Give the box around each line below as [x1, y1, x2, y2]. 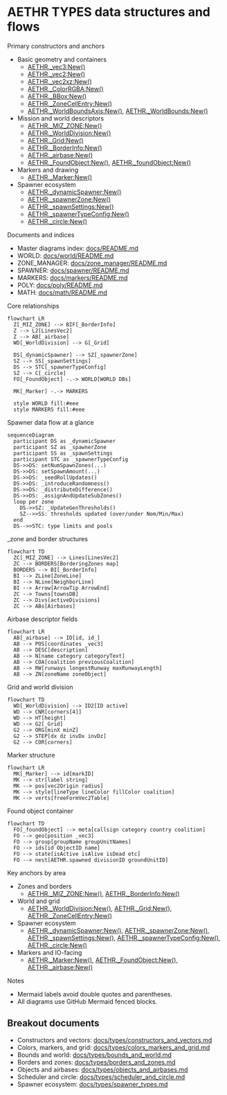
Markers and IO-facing [17, 948, 82, 956]
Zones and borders [17, 882, 72, 891]
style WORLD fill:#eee [13, 400, 79, 407]
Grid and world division [7, 683, 74, 691]
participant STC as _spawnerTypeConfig [13, 455, 129, 463]
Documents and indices [7, 230, 75, 239]
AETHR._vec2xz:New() [27, 77, 92, 85]
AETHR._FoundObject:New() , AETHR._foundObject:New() [27, 158, 192, 166]
